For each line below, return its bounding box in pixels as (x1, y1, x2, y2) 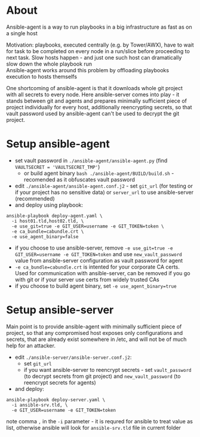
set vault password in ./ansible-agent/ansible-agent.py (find (14, 156, 168, 164)
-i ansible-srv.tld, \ (11, 402, 68, 408)
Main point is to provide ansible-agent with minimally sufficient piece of (6, 323, 182, 330)
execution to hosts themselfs (6, 73, 78, 80)
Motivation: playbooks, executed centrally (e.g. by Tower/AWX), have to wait (6, 41, 194, 48)
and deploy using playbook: (14, 201, 84, 208)
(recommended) (14, 195, 55, 202)
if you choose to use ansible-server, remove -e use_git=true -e (14, 244, 173, 251)
